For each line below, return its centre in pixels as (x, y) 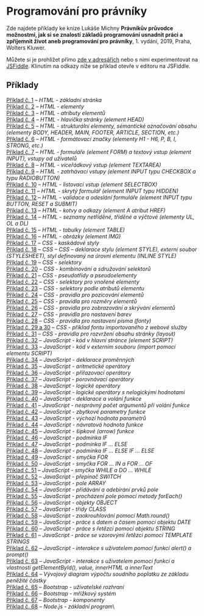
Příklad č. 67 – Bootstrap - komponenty (55, 599)
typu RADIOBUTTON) (33, 178)
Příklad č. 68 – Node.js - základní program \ (60, 606)
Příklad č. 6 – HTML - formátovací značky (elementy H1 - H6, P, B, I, (91, 139)
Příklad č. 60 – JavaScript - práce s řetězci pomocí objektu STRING (91, 528)
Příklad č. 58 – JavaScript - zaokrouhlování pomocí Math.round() (88, 515)
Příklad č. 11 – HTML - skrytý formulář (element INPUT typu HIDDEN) (92, 191)
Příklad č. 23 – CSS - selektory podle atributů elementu (76, 288)
